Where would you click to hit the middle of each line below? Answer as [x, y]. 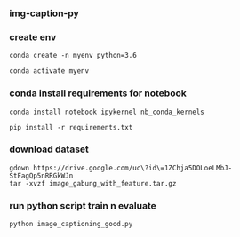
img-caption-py [44, 13]
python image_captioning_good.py [71, 225]
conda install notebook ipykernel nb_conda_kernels [107, 112]
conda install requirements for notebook [98, 93]
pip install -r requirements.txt [71, 127]
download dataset [49, 149]
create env [33, 36]
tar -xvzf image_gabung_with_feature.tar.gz [93, 183]
